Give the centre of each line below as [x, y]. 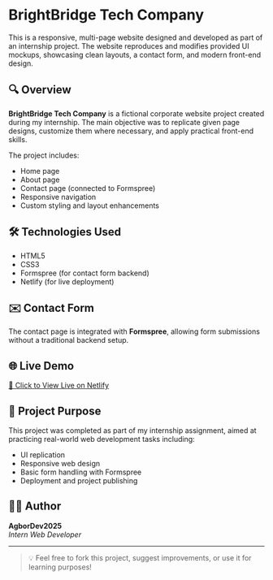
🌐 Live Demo [41, 366]
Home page [40, 171]
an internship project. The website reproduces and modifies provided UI [129, 45]
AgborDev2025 [35, 526]
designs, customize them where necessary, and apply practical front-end [131, 131]
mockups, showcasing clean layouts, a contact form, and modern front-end [135, 54]
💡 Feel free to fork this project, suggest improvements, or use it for [140, 557]
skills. [18, 139]
